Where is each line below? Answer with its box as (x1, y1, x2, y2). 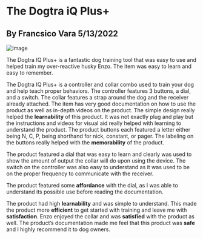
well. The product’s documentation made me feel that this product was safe (6, 220, 195, 226)
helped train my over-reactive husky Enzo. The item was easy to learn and (6, 62, 192, 70)
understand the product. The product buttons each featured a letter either (6, 126, 191, 133)
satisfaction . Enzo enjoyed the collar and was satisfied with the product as (6, 213, 195, 220)
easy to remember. (6, 69, 53, 76)
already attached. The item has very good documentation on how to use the (6, 100, 196, 107)
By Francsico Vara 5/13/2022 (6, 29, 118, 39)
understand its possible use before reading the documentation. (6, 188, 164, 195)
